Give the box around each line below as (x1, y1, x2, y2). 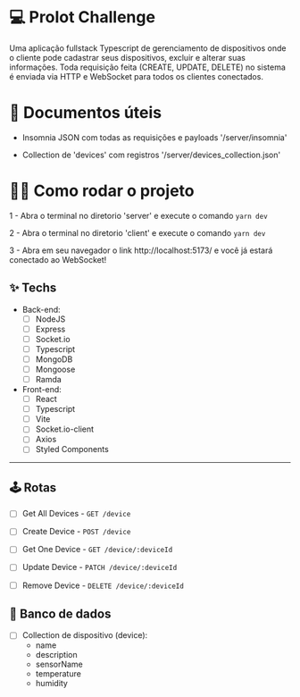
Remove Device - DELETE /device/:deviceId (21, 580, 185, 591)
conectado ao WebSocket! (9, 254, 107, 265)
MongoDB (35, 354, 73, 365)
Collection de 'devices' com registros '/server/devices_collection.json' (21, 149, 281, 160)
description (35, 650, 78, 660)
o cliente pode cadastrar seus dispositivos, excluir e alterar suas (9, 52, 246, 63)
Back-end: (21, 304, 61, 315)
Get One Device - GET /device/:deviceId (21, 544, 173, 555)
